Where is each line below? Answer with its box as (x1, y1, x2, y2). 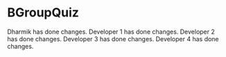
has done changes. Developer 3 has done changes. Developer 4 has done (7, 34, 220, 43)
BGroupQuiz (7, 5, 80, 21)
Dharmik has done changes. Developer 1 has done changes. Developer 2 (7, 27, 215, 36)
